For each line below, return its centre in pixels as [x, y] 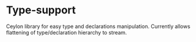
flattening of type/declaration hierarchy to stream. [67, 32]
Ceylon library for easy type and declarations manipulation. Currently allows [98, 26]
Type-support [41, 10]
